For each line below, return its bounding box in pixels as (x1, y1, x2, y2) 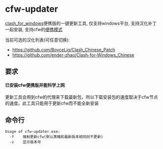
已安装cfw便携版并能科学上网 (5, 82, 65, 88)
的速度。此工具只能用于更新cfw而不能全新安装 (5, 100, 99, 106)
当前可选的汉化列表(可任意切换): (5, 37, 70, 43)
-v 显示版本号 (9, 140, 41, 145)
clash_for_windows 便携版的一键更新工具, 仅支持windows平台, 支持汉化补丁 (5, 20, 157, 26)
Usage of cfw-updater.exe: (5, 129, 60, 134)
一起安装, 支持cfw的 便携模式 (5, 26, 63, 32)
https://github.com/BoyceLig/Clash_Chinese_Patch (12, 47, 115, 53)
